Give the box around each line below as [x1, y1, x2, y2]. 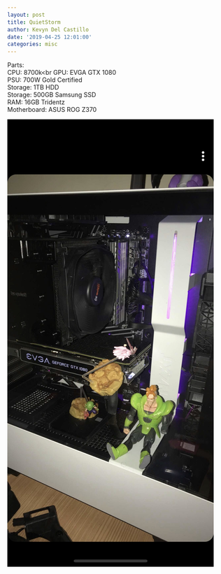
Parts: [7, 61, 24, 69]
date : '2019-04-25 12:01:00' [7, 34, 92, 41]
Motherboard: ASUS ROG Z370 [7, 106, 97, 114]
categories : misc [7, 41, 58, 48]
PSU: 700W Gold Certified [7, 76, 83, 84]
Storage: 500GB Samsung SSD [7, 91, 97, 99]
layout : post [7, 11, 45, 18]
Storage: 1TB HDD [7, 83, 59, 92]
